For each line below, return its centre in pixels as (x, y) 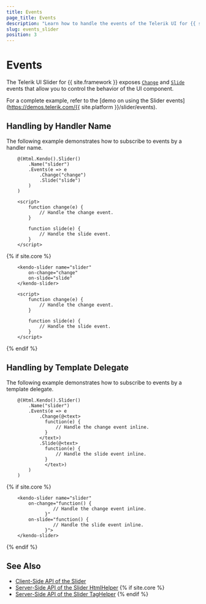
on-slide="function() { (59, 519)
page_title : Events (31, 18)
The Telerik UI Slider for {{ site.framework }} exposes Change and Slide (96, 82)
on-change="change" (53, 273)
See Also (24, 566)
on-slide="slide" (50, 278)
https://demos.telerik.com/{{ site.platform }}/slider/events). (83, 107)
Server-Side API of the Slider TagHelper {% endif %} (82, 594)
